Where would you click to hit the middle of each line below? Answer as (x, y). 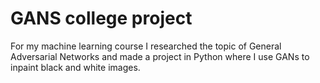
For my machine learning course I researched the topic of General (146, 46)
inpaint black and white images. (75, 67)
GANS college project (101, 18)
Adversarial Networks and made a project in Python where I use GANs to (160, 56)
